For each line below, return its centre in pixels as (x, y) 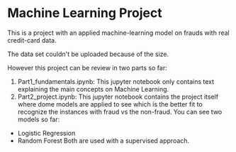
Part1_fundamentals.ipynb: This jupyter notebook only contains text (116, 81)
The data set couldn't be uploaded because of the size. (88, 54)
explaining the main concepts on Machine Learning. (93, 89)
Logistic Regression (46, 133)
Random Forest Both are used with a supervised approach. (103, 141)
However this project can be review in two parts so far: (88, 67)
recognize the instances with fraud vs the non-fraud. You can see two (120, 112)
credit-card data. (32, 40)
